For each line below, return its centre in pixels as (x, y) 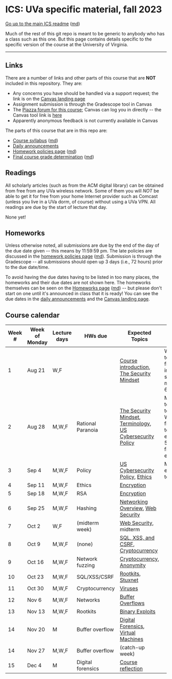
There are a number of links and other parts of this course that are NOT (81, 77)
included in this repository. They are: (44, 83)
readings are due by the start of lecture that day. (56, 207)
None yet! (16, 217)
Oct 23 (36, 577)
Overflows (132, 603)
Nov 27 (36, 651)
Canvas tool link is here (37, 115)
